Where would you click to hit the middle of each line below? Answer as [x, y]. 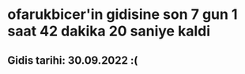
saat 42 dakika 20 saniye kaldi [109, 31]
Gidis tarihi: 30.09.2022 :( [73, 60]
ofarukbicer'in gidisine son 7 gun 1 [122, 15]
